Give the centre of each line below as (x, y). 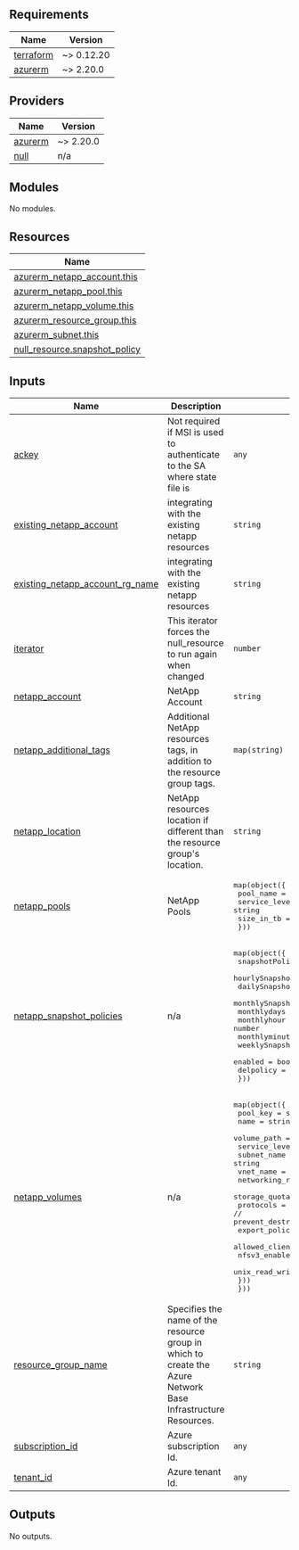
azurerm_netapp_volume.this (74, 306)
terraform (34, 54)
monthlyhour (262, 1020)
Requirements (49, 15)
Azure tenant (194, 1472)
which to (186, 1354)
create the (189, 1365)
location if (188, 820)
